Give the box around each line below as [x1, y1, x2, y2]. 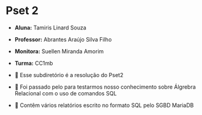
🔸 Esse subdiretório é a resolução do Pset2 [14, 71, 124, 78]
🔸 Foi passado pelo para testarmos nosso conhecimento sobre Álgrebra [14, 83, 196, 91]
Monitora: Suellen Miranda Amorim [14, 47, 104, 55]
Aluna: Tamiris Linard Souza [14, 24, 87, 31]
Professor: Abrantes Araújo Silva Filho [14, 35, 112, 43]
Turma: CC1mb [14, 59, 53, 67]
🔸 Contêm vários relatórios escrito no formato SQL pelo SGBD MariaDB [14, 102, 194, 109]
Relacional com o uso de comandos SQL [14, 89, 117, 97]
